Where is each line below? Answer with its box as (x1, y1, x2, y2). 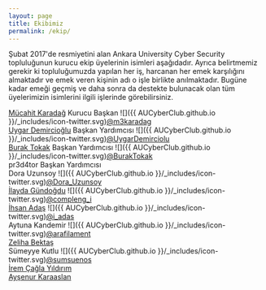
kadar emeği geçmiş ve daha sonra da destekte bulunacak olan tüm (8, 84, 236, 93)
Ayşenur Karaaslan (8, 272, 72, 282)
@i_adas (46, 212, 75, 222)
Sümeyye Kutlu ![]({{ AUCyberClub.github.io (8, 246, 156, 256)
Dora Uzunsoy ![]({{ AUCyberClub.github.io (8, 168, 154, 179)
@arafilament (46, 229, 91, 239)
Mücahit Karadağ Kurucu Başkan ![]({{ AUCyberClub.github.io (8, 108, 216, 118)
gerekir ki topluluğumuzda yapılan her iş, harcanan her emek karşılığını (8, 67, 246, 76)
